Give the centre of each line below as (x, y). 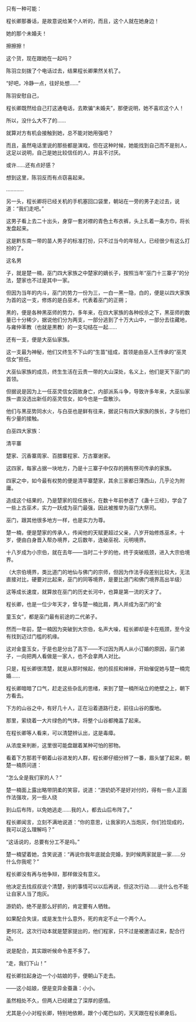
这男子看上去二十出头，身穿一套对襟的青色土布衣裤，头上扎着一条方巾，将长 (98, 221)
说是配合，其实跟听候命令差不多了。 (50, 951)
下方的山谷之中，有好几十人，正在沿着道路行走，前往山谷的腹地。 (85, 708)
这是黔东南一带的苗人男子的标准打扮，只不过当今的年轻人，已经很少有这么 (95, 241)
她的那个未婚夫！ (27, 33)
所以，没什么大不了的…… (36, 121)
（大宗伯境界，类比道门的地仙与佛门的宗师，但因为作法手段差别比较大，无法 (98, 572)
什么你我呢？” (23, 861)
